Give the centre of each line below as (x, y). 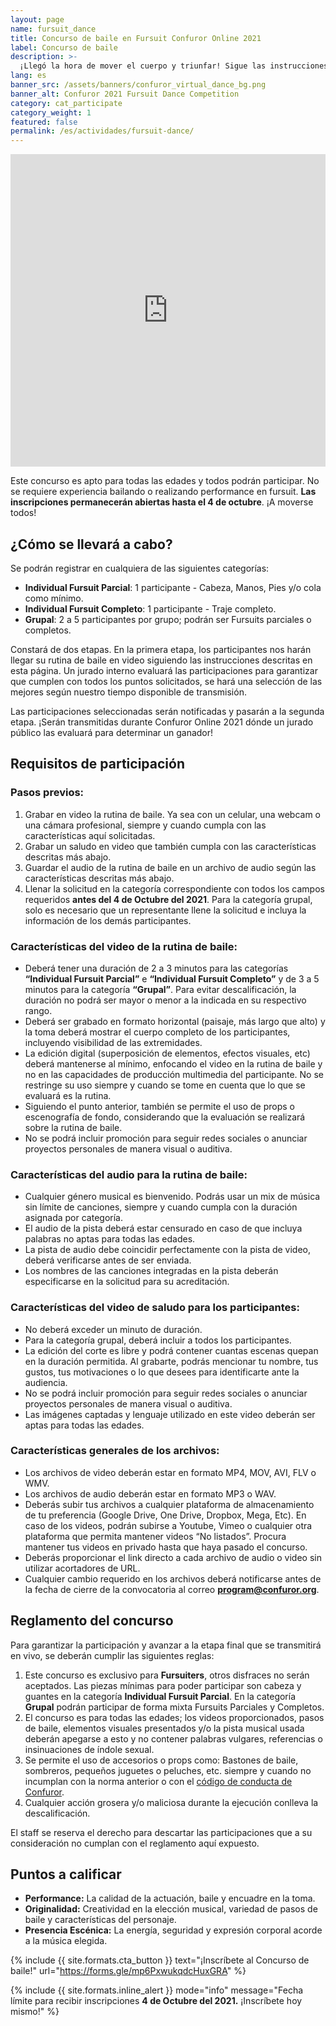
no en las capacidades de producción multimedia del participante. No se (174, 1074)
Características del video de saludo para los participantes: (155, 1308)
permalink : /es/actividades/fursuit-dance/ (102, 131)
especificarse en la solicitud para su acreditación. (127, 1282)
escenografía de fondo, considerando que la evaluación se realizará (165, 1117)
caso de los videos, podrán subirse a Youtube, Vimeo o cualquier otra (168, 1525)
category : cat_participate (66, 103)
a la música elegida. (66, 1941)
